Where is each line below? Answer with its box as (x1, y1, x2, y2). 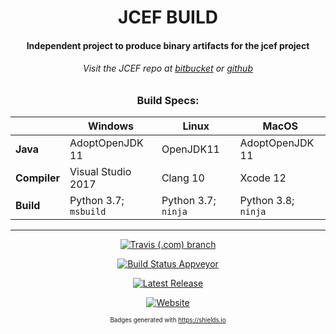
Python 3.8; (239, 194, 295, 208)
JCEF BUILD (117, 6, 219, 29)
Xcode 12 (239, 171, 287, 185)
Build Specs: (136, 93, 200, 107)
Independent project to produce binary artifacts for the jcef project (26, 39, 310, 51)
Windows (87, 119, 135, 133)
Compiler (15, 171, 61, 185)
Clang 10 (161, 171, 205, 185)
